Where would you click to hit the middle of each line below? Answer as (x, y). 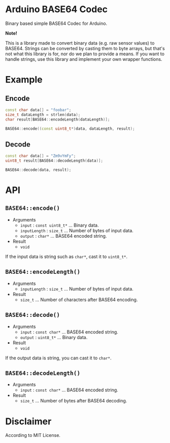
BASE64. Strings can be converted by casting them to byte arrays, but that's (85, 48)
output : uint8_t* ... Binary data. (54, 337)
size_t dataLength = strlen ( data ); (43, 115)
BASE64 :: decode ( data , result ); (38, 170)
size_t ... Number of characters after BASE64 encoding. (79, 300)
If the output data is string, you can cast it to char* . (58, 358)
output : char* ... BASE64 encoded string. (63, 236)
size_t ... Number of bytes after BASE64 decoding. (74, 401)
